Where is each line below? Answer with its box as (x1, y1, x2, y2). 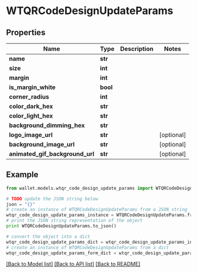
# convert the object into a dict (6, 233, 91, 240)
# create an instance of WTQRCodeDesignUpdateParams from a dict (6, 244, 169, 250)
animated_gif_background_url (9, 150, 95, 158)
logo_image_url (9, 131, 53, 139)
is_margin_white (9, 83, 56, 91)
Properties (6, 28, 46, 37)
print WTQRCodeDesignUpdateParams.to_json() (6, 223, 117, 229)
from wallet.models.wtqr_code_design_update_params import (6, 185, 154, 191)
